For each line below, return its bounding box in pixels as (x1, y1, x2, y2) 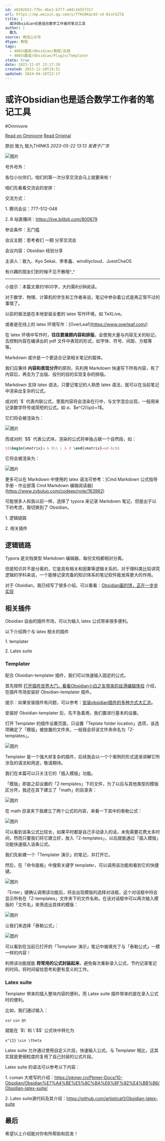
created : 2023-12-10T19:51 (5, 67, 60, 72)
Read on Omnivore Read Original (5, 133, 71, 139)
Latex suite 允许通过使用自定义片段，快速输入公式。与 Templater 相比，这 (5, 1047, 155, 1053)
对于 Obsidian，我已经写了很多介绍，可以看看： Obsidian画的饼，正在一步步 (5, 582, 159, 588)
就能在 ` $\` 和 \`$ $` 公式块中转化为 (5, 1027, 75, 1033)
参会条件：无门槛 (5, 226, 40, 232)
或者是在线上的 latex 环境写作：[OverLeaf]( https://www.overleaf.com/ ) (5, 321, 148, 327)
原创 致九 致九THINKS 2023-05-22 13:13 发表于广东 (5, 143, 110, 148)
